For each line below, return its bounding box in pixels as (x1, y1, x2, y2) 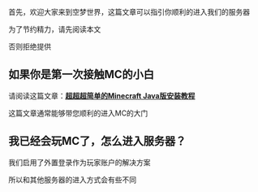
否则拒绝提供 (8, 41, 51, 51)
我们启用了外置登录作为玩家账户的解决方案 (8, 157, 151, 167)
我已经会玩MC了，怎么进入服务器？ (8, 134, 187, 148)
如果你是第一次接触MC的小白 (8, 68, 155, 81)
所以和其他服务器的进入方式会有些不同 (8, 174, 136, 185)
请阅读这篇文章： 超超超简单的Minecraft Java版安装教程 (8, 90, 196, 100)
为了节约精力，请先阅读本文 (8, 24, 101, 34)
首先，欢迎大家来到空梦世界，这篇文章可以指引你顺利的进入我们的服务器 (8, 7, 250, 16)
